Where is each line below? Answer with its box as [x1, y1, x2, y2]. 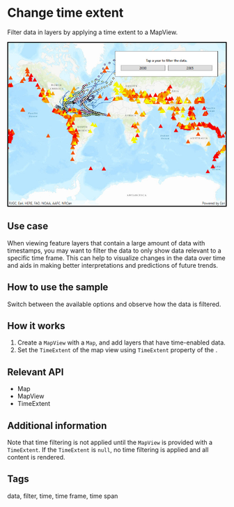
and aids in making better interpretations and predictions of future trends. [7, 261, 218, 269]
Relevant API [7, 366, 64, 378]
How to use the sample [7, 281, 109, 294]
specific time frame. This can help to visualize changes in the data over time [7, 253, 226, 262]
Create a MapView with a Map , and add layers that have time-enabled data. [17, 338, 226, 347]
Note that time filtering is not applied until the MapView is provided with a [7, 438, 213, 446]
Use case [7, 220, 49, 232]
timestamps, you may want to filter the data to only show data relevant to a [7, 246, 221, 255]
